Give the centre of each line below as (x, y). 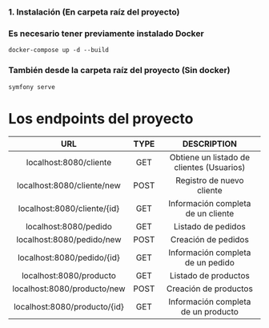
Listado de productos (209, 276)
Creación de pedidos (210, 240)
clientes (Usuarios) (210, 168)
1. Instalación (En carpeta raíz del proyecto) (94, 12)
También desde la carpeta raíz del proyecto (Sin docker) (119, 71)
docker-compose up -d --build (59, 51)
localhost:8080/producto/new (69, 289)
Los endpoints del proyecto (101, 118)
